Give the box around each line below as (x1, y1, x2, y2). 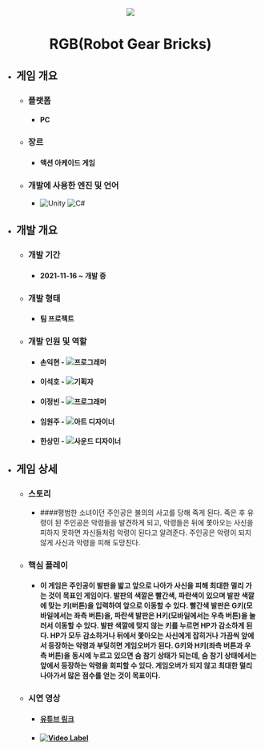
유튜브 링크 (39, 714, 74, 724)
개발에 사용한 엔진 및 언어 (27, 180, 119, 191)
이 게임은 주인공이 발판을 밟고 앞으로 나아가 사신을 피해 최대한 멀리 (39, 580, 244, 591)
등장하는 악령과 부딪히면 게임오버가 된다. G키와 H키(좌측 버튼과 (47, 640, 243, 651)
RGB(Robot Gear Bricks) (49, 35, 212, 54)
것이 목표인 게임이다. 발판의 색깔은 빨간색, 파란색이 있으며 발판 (47, 591, 240, 600)
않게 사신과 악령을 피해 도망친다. (39, 537, 141, 547)
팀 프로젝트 (39, 314, 74, 324)
